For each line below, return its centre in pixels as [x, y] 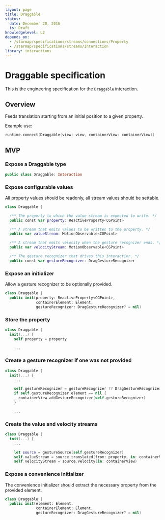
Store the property [28, 319]
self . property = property [41, 339]
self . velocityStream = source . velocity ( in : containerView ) [76, 461]
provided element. [24, 490]
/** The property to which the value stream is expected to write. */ [83, 216]
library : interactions [28, 51]
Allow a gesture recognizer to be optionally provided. [59, 284]
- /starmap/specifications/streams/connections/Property [69, 42]
